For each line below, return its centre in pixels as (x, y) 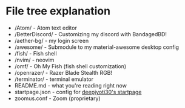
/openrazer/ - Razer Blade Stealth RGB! (63, 72)
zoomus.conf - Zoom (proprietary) (57, 98)
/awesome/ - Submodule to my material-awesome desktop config (97, 47)
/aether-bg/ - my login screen (52, 40)
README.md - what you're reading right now (70, 85)
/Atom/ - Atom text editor (45, 28)
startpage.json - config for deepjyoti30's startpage (78, 92)
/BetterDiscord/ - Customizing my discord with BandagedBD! (91, 34)
